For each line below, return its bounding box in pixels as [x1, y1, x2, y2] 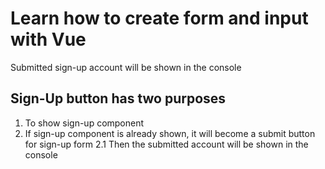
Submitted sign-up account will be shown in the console [10, 61, 242, 73]
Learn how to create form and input [10, 7, 309, 30]
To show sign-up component [24, 117, 145, 129]
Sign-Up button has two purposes [10, 90, 227, 107]
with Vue [10, 28, 87, 51]
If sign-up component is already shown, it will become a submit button [24, 127, 316, 139]
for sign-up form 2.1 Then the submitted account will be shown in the [24, 138, 309, 150]
